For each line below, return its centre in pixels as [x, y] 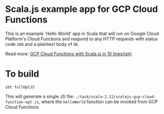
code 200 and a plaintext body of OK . [42, 44]
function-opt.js [22, 102]
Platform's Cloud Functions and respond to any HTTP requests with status [81, 39]
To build [22, 74]
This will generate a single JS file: [40, 96]
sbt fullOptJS [20, 87]
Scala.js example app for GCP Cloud [82, 9]
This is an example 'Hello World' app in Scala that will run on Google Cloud [82, 33]
